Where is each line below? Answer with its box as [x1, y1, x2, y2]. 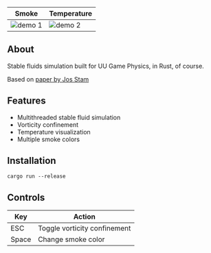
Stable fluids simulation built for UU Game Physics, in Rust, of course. [7, 62, 204, 70]
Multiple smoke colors [16, 135, 80, 143]
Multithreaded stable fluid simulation [16, 113, 121, 121]
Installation [7, 155, 56, 167]
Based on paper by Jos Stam [7, 75, 89, 83]
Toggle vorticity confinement [37, 224, 131, 233]
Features [7, 95, 46, 107]
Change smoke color [37, 234, 105, 244]
